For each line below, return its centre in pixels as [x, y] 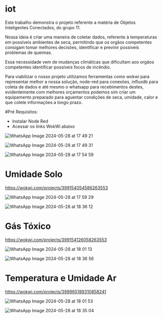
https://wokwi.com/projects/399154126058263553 [56, 240]
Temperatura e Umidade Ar [61, 278]
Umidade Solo [34, 174]
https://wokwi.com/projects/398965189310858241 [56, 291]
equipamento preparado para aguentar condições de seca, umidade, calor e [81, 97]
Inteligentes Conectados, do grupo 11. [43, 27]
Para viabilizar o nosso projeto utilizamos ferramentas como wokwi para [77, 76]
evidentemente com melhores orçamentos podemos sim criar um [70, 92]
